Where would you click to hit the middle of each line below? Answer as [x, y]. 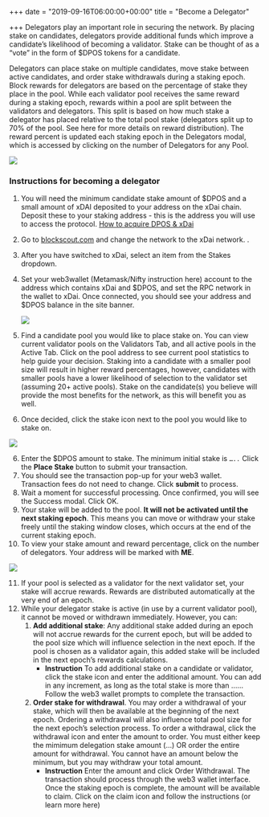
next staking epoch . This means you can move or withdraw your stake [138, 518]
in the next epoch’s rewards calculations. [100, 660]
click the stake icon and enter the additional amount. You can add [153, 677]
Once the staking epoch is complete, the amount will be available [152, 788]
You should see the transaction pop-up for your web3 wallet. [121, 476]
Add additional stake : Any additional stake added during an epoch [143, 626]
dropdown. [39, 263]
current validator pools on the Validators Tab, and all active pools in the [138, 344]
